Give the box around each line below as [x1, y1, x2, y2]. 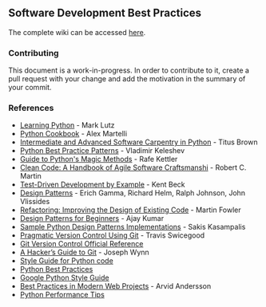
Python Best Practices [19, 265, 93, 274]
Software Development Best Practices [8, 6, 202, 20]
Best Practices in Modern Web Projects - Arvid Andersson [19, 281, 212, 291]
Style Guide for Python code [19, 256, 113, 266]
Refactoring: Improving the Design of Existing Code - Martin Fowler [19, 205, 241, 215]
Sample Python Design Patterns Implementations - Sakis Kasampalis [19, 222, 246, 232]
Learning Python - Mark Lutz [19, 120, 115, 130]
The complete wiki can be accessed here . [8, 27, 146, 37]
